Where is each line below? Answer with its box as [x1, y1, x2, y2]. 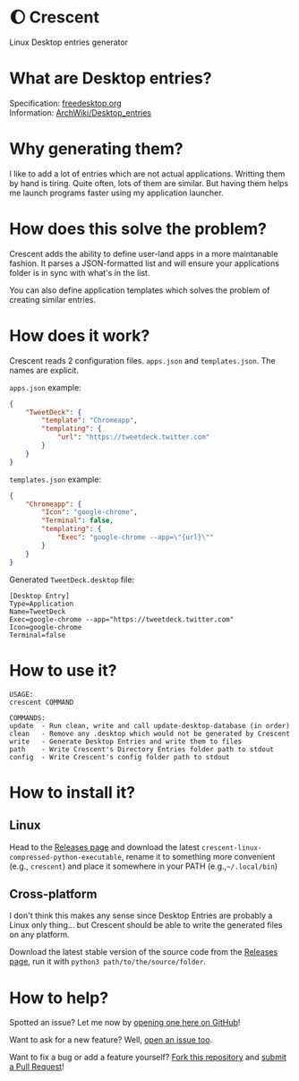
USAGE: [9, 690, 34, 699]
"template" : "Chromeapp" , [41, 416, 139, 425]
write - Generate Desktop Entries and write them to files [9, 737, 243, 746]
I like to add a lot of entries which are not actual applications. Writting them [9, 168, 286, 179]
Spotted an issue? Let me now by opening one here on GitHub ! [9, 1017, 241, 1028]
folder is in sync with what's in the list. [9, 267, 150, 278]
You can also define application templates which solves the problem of [9, 285, 270, 296]
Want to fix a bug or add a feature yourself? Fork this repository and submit [9, 1051, 286, 1063]
